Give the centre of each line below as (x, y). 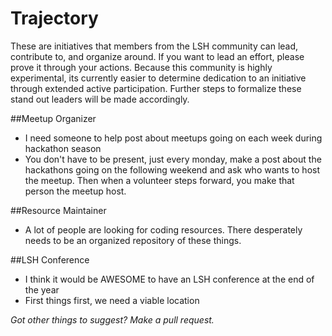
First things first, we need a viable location (112, 300)
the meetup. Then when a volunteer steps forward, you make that (159, 180)
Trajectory (54, 18)
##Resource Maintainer (58, 210)
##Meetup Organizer (53, 118)
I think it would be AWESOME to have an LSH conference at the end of (169, 279)
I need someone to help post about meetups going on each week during (173, 138)
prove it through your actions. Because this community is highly (141, 67)
